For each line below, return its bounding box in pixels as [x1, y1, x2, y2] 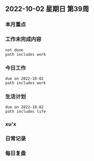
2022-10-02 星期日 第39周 [5, 5, 89, 14]
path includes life [5, 109, 46, 114]
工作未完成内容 [5, 36, 42, 43]
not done [5, 47, 24, 53]
